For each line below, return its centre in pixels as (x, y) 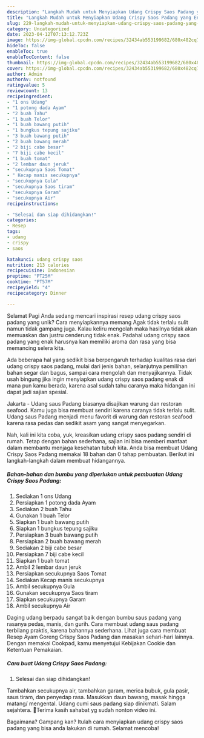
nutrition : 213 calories (38, 265)
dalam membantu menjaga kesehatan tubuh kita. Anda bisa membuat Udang (102, 448)
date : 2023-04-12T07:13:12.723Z (48, 35)
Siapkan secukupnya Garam (51, 599)
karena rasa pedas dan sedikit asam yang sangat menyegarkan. (86, 423)
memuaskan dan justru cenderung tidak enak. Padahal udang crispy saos (98, 335)
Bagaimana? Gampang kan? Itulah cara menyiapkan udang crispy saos (95, 722)
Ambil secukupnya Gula (45, 586)
